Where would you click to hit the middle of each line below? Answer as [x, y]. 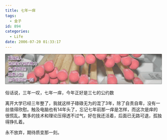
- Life [16, 37]
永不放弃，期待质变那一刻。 [34, 132]
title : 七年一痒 [20, 10]
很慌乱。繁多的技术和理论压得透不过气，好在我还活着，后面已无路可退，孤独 [83, 115]
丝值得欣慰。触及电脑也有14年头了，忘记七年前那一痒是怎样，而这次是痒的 [82, 109]
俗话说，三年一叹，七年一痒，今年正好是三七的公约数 [60, 92]
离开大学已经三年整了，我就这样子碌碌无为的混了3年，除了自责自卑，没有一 [83, 103]
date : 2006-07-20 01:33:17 [33, 42]
